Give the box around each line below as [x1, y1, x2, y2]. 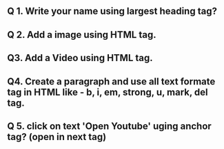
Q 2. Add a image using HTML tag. [7, 29, 156, 41]
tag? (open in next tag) [7, 130, 107, 143]
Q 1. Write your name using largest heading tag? [7, 5, 217, 17]
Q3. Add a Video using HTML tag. [7, 52, 153, 64]
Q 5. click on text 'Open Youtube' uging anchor [7, 120, 212, 132]
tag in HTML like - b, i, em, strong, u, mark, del [7, 86, 208, 98]
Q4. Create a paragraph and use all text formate [7, 76, 216, 87]
